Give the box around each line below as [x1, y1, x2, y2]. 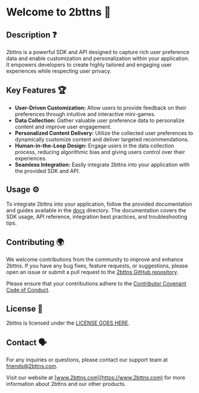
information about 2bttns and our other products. [6, 381, 127, 388]
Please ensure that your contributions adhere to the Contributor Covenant [6, 280, 187, 287]
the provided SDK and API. [14, 167, 80, 174]
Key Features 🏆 [6, 86, 67, 96]
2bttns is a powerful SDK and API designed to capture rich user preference [6, 49, 189, 55]
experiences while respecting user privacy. [6, 68, 112, 74]
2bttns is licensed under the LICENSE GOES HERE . [6, 319, 130, 326]
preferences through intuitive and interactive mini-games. [14, 110, 156, 118]
